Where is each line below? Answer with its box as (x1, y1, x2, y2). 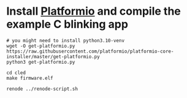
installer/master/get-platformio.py (6, 53, 100, 59)
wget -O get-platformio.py (6, 43, 75, 49)
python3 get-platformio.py (6, 59, 75, 65)
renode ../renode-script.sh (6, 86, 78, 92)
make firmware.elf (6, 75, 53, 81)
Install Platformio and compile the (6, 4, 181, 18)
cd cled (6, 69, 26, 76)
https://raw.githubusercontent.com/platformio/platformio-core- (6, 48, 174, 55)
